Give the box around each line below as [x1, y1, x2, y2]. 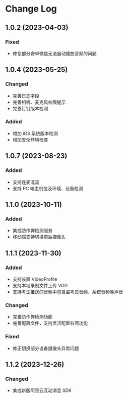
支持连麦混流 [12, 179, 39, 185]
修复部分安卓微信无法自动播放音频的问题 [12, 50, 97, 56]
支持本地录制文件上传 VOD [12, 282, 68, 288]
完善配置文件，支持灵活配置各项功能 [12, 320, 88, 326]
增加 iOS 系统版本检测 [12, 130, 58, 137]
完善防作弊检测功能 [12, 314, 53, 320]
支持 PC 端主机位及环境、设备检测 [12, 185, 83, 191]
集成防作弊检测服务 [12, 228, 53, 234]
